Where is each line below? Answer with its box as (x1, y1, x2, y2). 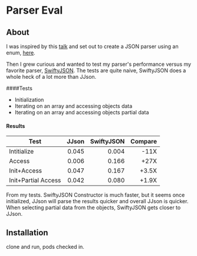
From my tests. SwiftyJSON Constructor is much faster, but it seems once (6, 191, 185, 199)
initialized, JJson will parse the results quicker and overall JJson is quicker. (6, 198, 189, 205)
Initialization (14, 96, 44, 103)
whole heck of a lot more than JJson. (6, 73, 97, 80)
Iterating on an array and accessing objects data (14, 103, 133, 110)
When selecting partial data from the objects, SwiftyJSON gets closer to (6, 204, 181, 211)
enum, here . (6, 49, 35, 56)
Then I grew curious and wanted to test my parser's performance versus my (6, 60, 192, 68)
